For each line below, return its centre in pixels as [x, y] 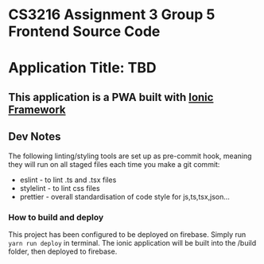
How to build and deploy [56, 217]
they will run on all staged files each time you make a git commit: [114, 164]
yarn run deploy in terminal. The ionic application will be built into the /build [132, 243]
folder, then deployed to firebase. [63, 251]
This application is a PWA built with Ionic [111, 97]
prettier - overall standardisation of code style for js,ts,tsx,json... [125, 196]
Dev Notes [35, 137]
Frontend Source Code [84, 31]
